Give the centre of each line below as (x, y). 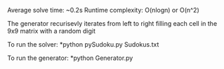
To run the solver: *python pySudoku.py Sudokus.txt (83, 44)
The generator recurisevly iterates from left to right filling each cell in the (112, 23)
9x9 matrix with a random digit (52, 31)
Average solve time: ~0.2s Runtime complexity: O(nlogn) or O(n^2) (104, 10)
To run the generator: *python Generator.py (70, 58)
